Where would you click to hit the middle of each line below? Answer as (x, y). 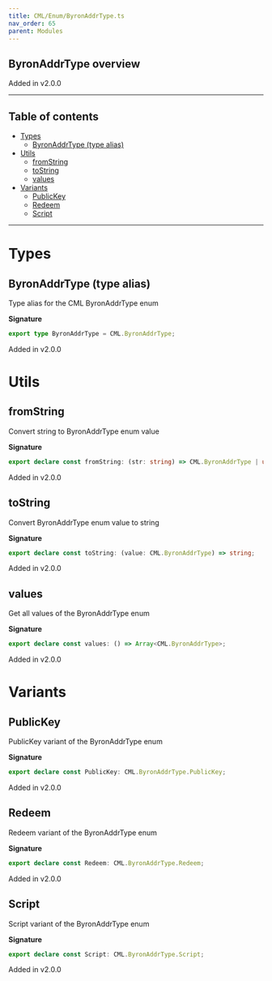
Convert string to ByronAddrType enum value (84, 431)
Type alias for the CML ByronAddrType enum (84, 303)
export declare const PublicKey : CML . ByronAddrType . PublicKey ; (117, 772)
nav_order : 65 (32, 24)
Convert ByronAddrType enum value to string (84, 522)
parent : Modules (36, 31)
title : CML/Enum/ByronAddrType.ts (67, 16)
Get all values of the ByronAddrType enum (79, 614)
